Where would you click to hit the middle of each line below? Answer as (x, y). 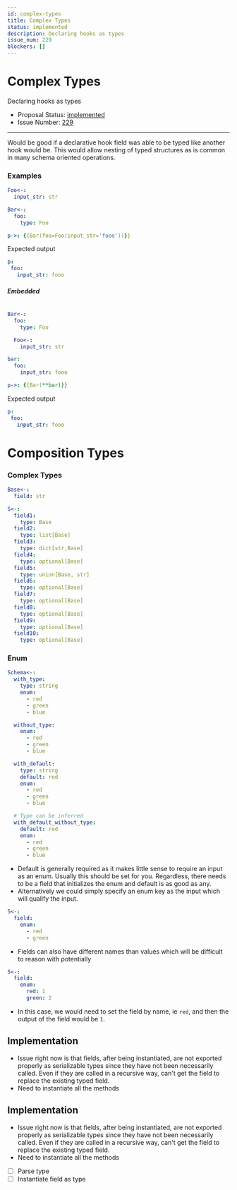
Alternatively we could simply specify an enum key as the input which (119, 891)
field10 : (26, 633)
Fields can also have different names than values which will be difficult (120, 951)
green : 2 (39, 998)
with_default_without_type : (55, 822)
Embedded (24, 291)
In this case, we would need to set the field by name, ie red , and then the (123, 1011)
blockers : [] (26, 47)
